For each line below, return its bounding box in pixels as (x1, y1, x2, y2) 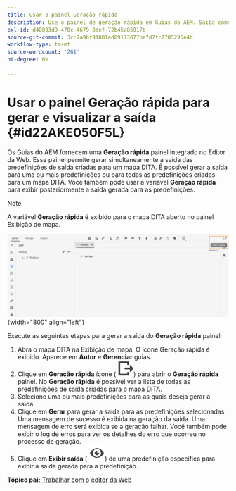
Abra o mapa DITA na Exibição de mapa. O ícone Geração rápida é (17, 345, 211, 354)
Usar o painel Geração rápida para (7, 94, 210, 111)
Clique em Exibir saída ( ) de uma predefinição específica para (17, 454, 216, 463)
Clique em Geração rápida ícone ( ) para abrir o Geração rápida (17, 370, 219, 378)
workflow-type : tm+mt (7, 41, 71, 49)
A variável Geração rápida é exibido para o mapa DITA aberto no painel (7, 212, 214, 221)
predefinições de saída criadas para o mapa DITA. (17, 385, 163, 393)
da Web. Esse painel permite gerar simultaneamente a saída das (7, 155, 193, 163)
